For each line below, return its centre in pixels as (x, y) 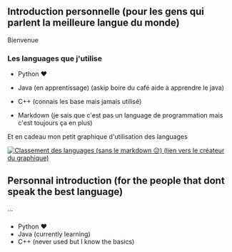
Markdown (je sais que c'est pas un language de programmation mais (120, 115)
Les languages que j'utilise (55, 58)
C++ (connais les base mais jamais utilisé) (80, 102)
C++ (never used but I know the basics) (76, 241)
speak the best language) (65, 191)
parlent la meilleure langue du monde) (94, 23)
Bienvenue (23, 40)
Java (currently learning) (54, 233)
